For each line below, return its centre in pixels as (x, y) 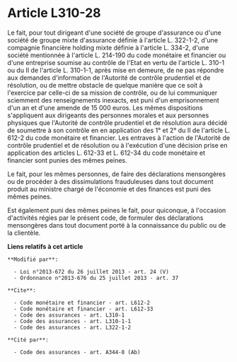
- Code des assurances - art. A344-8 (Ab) (77, 352)
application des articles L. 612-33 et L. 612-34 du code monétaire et (106, 153)
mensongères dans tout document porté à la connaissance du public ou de (117, 225)
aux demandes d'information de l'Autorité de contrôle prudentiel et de (109, 77)
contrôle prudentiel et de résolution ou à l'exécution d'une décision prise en (117, 145)
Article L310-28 (54, 13)
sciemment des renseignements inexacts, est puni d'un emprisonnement (113, 100)
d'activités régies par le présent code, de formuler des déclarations (105, 218)
